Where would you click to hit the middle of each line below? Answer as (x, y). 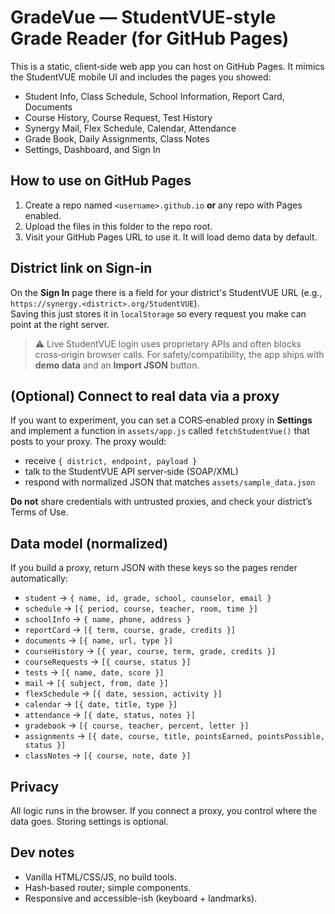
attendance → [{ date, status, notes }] (110, 715)
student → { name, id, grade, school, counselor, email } (148, 598)
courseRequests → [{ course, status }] (108, 662)
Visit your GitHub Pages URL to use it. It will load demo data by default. (171, 237)
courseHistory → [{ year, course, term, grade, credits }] (150, 651)
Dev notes (42, 852)
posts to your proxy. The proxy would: (88, 442)
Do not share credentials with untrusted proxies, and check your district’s (161, 502)
